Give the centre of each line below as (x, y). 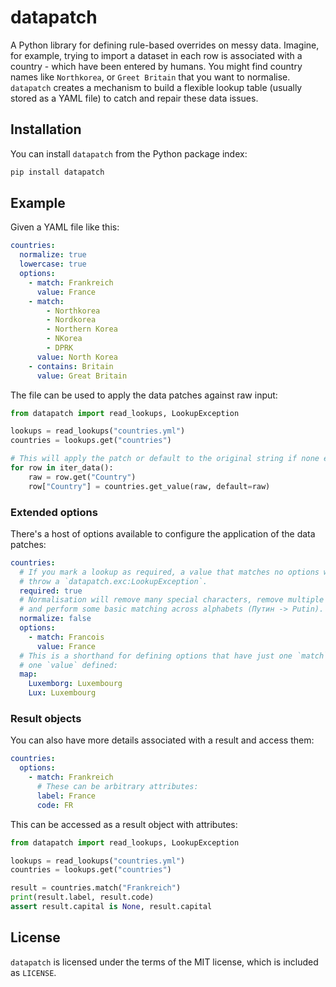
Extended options (54, 512)
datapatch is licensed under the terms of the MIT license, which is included (164, 962)
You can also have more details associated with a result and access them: (162, 740)
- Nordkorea (71, 320)
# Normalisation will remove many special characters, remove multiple (172, 600)
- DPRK (60, 348)
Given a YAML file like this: (65, 227)
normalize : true (53, 255)
